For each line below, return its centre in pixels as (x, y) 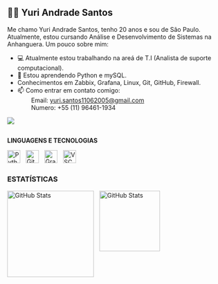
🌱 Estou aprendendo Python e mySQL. (72, 75)
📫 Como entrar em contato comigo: (69, 90)
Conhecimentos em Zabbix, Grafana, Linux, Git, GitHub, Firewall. (109, 82)
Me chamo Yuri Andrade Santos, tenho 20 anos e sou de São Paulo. (104, 29)
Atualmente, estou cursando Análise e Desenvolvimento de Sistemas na (110, 37)
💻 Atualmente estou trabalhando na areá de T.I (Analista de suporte (114, 58)
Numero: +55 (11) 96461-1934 (73, 107)
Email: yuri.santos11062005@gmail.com (88, 100)
